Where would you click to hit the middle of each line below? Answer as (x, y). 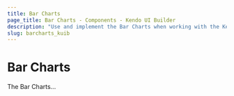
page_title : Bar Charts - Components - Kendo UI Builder (92, 20)
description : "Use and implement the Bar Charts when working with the (113, 26)
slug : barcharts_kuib (39, 33)
